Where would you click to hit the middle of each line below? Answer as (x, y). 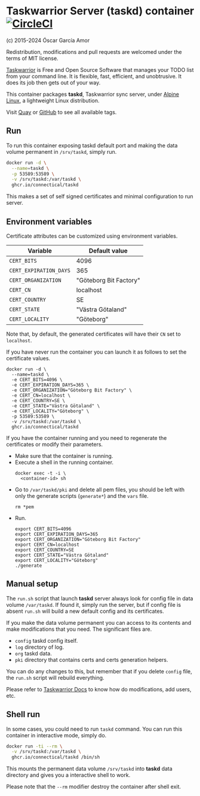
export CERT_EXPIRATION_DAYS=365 (56, 534)
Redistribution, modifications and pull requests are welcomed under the (94, 51)
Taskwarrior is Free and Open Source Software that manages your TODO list (100, 69)
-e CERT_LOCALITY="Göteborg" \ (50, 411)
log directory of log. (39, 647)
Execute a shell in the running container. (64, 462)
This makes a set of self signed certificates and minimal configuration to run (100, 196)
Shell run (23, 714)
